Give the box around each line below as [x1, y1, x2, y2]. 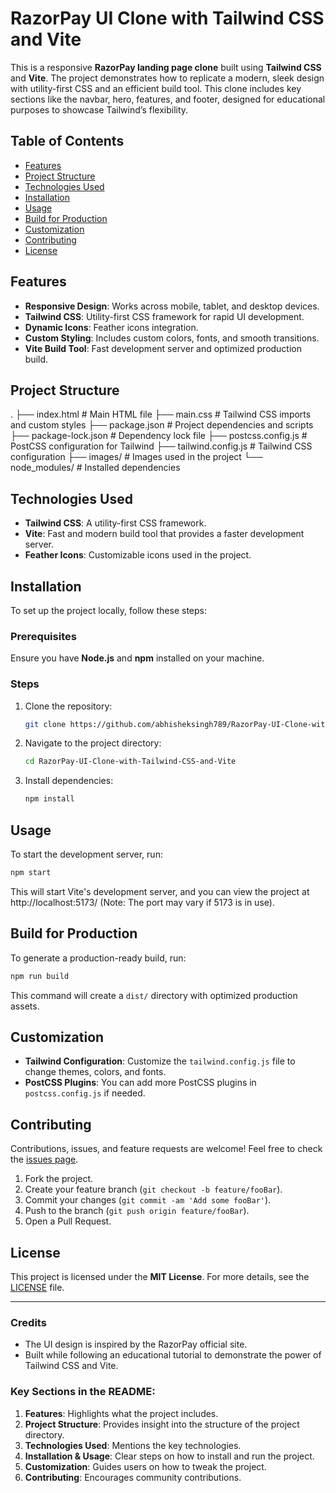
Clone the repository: [24, 700, 113, 712]
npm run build [10, 971, 70, 981]
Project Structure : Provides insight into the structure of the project [24, 1418, 300, 1430]
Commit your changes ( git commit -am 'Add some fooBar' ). [24, 1194, 272, 1206]
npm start [10, 868, 52, 878]
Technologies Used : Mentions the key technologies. [24, 1439, 242, 1451]
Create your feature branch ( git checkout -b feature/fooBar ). [24, 1183, 283, 1196]
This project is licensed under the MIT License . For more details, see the [10, 1271, 310, 1283]
